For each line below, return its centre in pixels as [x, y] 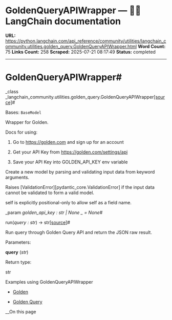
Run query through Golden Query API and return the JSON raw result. [79, 232]
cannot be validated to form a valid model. [50, 193]
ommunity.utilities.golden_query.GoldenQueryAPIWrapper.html [71, 46]
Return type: [18, 262]
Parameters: [18, 242]
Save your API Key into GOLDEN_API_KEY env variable [70, 162]
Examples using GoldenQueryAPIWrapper [49, 282]
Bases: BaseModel [24, 112]
